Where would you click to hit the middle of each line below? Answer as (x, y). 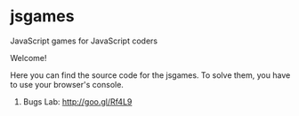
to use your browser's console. (67, 84)
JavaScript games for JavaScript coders (84, 41)
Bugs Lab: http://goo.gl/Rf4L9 (77, 101)
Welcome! (28, 58)
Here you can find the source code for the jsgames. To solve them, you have (150, 75)
